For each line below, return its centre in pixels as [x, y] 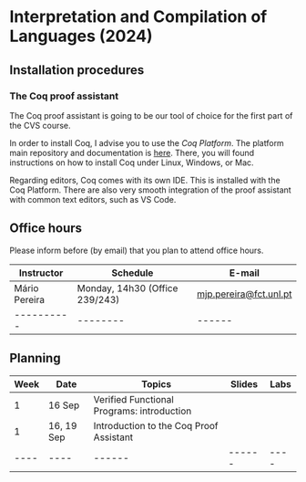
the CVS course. [40, 125]
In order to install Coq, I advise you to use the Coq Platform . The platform [147, 142]
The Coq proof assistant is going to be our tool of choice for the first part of [151, 115]
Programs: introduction [143, 411]
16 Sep [64, 405]
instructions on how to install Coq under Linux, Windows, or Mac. [132, 162]
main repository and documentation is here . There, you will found [132, 152]
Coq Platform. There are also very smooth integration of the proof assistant [150, 190]
